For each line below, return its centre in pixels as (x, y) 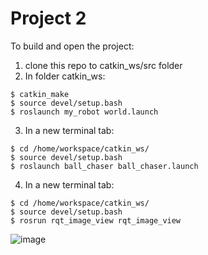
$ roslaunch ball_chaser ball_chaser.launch (104, 166)
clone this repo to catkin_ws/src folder (103, 65)
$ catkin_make (40, 94)
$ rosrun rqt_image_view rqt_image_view (96, 220)
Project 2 (48, 18)
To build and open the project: (72, 46)
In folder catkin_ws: (65, 76)
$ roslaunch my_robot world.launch (84, 112)
